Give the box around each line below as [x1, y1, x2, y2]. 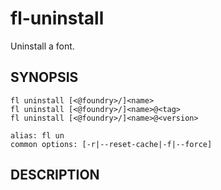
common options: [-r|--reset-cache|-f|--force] [10, 139, 213, 149]
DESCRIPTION [10, 167, 100, 184]
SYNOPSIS [10, 69, 79, 86]
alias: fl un [10, 130, 65, 141]
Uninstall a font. [10, 40, 75, 52]
